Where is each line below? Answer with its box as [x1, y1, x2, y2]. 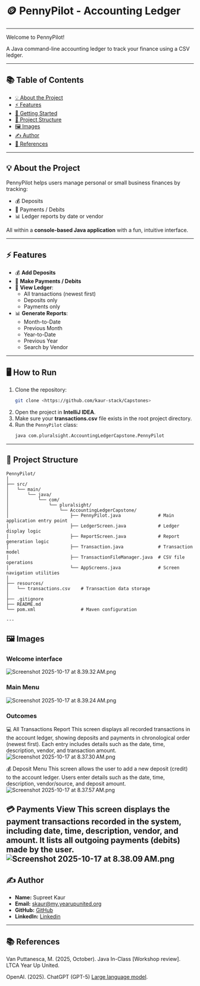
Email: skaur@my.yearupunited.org [14, 900, 102, 907]
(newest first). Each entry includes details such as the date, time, [6, 741, 165, 748]
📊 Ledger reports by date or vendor [14, 212, 104, 220]
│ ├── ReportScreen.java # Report [6, 533, 180, 540]
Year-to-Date [23, 331, 57, 338]
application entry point [6, 517, 68, 523]
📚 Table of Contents [6, 75, 85, 85]
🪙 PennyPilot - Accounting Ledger [6, 4, 181, 18]
